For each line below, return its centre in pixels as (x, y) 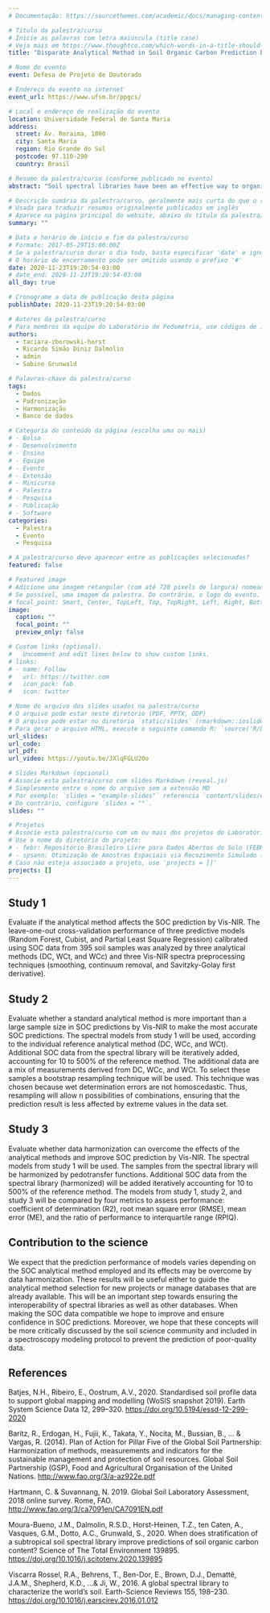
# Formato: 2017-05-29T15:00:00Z (64, 245)
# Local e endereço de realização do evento (84, 111)
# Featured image (37, 580)
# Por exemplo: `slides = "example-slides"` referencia (104, 796)
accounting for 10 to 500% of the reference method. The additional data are (134, 1061)
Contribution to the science (78, 1243)
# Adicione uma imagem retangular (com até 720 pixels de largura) (124, 587)
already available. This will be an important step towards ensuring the (123, 1296)
